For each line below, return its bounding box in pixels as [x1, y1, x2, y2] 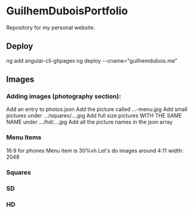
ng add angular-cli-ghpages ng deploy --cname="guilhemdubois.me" [6, 57, 178, 64]
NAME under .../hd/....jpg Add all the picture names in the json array [6, 118, 173, 126]
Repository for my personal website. [6, 24, 96, 31]
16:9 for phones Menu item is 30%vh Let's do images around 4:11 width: [6, 147, 183, 154]
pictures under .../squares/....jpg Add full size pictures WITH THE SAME [6, 112, 182, 119]
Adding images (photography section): [6, 92, 121, 101]
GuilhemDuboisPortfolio [6, 4, 128, 18]
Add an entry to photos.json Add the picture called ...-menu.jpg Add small [6, 106, 188, 113]
